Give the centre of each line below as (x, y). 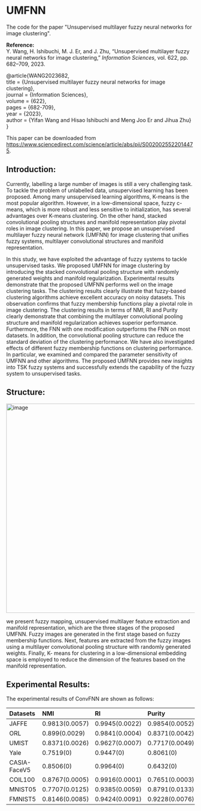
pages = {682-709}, (31, 107)
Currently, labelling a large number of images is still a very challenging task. (99, 184)
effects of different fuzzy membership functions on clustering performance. (100, 348)
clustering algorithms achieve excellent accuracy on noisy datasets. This (96, 297)
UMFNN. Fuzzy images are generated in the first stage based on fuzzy (93, 634)
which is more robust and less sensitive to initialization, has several (108, 209)
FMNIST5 (23, 799)
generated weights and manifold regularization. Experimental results (90, 278)
